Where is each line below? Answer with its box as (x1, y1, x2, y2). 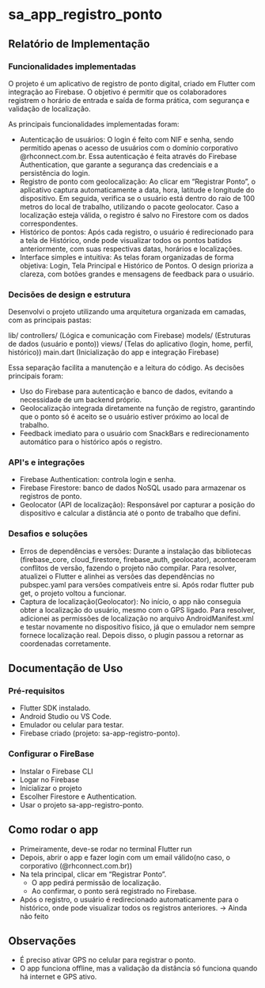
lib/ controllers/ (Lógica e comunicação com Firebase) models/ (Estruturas (8, 331, 251, 340)
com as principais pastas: (8, 315, 92, 325)
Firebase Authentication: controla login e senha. (19, 475, 176, 484)
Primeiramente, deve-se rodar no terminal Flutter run (19, 844, 192, 853)
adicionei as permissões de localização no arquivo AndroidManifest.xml (19, 614, 255, 623)
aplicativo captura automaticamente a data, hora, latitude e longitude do (19, 184, 255, 195)
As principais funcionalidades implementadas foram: (8, 119, 180, 128)
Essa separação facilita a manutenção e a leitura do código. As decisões (8, 363, 245, 373)
